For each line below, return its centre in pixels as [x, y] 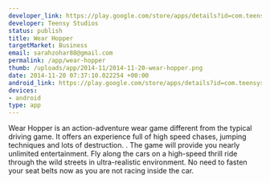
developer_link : [35, 16]
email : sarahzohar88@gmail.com [61, 53]
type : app [25, 105]
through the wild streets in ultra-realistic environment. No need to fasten [128, 162]
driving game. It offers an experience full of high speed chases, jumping [127, 136]
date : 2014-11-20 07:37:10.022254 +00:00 [79, 75]
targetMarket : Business [48, 46]
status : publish [35, 31]
